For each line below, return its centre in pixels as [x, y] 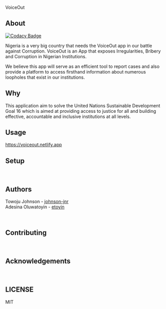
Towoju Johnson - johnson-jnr [37, 202]
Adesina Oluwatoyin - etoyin [35, 207]
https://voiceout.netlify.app [34, 145]
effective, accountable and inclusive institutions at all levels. [68, 116]
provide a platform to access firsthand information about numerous [76, 72]
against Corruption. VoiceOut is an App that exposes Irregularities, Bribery [83, 51]
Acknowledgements [38, 261]
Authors [19, 189]
